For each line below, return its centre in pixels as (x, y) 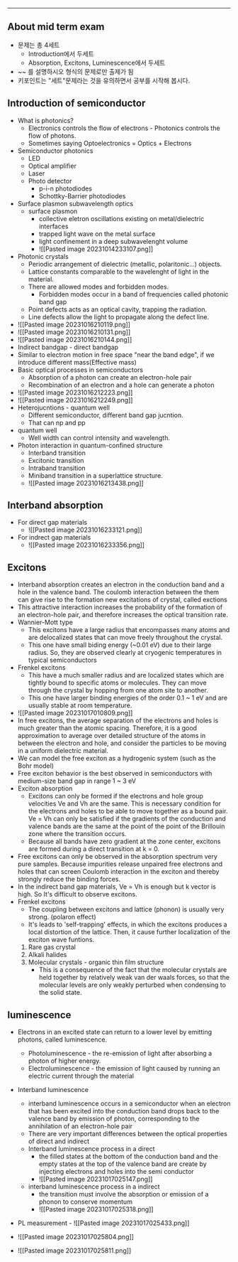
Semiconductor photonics (55, 151)
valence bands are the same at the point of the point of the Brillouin (126, 826)
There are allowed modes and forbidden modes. (98, 287)
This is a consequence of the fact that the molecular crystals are (133, 970)
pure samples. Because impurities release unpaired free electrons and (120, 864)
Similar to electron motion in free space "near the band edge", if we (116, 354)
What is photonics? (46, 120)
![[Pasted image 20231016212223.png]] (75, 392)
